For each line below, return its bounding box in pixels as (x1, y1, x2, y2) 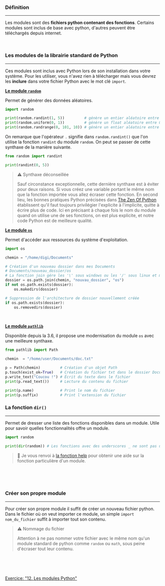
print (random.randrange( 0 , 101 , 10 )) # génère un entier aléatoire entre (5, 125, 160, 130)
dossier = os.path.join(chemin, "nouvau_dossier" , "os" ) (5, 278, 124, 283)
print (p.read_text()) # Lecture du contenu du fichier (5, 379, 129, 384)
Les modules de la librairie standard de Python (5, 52, 118, 59)
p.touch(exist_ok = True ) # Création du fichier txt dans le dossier (5, 370, 151, 375)
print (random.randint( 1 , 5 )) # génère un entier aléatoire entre (5, 116, 160, 121)
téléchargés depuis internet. (5, 30, 62, 36)
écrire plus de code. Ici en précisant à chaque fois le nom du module (17, 207, 156, 213)
